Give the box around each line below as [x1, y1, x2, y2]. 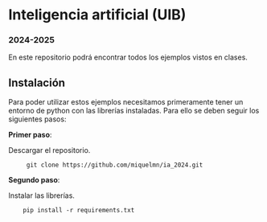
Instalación [8, 76, 66, 89]
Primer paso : [8, 130, 52, 140]
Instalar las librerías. [8, 191, 75, 200]
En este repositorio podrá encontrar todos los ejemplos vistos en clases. [8, 52, 248, 62]
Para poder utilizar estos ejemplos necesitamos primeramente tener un [8, 97, 244, 107]
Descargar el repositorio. [8, 146, 91, 155]
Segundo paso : [8, 175, 60, 185]
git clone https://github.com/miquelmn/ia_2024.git [26, 161, 203, 170]
